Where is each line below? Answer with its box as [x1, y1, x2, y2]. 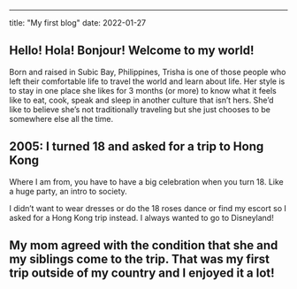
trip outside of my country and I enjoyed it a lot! [9, 266, 276, 281]
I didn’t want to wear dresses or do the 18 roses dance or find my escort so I [9, 202, 287, 213]
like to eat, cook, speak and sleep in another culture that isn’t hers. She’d [9, 95, 274, 105]
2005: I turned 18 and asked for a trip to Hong [9, 139, 264, 155]
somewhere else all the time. [9, 113, 114, 124]
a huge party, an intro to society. [9, 186, 128, 196]
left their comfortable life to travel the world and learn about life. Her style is [9, 76, 286, 87]
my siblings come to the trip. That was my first [9, 252, 270, 267]
